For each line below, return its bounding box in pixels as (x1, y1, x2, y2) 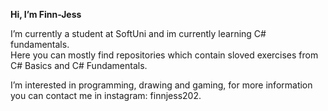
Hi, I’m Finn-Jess (10, 9, 82, 20)
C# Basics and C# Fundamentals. (10, 60, 148, 71)
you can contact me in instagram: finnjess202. (10, 90, 202, 101)
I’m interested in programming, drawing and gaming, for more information (10, 79, 313, 91)
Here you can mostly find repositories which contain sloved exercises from (10, 49, 319, 61)
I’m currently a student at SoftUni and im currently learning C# (10, 28, 267, 39)
